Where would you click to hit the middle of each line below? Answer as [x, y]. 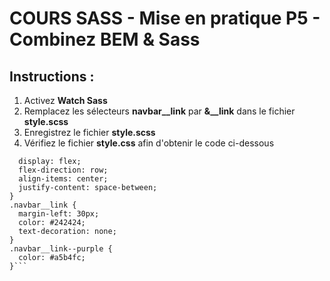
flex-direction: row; [63, 170]
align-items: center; [63, 179]
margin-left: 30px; [59, 214]
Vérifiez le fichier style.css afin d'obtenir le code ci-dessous [149, 143]
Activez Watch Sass [65, 100]
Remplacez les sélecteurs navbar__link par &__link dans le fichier [159, 111]
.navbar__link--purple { [61, 249]
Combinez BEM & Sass [105, 39]
